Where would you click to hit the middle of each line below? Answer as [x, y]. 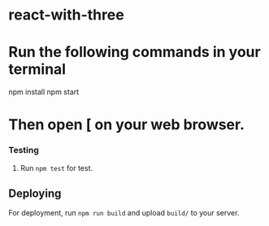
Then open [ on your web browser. [127, 125]
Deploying [35, 193]
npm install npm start [44, 92]
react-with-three [66, 15]
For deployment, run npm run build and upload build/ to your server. [124, 213]
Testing [24, 150]
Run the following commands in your [135, 52]
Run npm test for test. [56, 167]
